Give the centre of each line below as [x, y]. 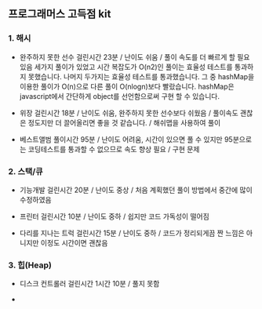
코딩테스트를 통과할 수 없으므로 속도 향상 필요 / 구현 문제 [114, 149]
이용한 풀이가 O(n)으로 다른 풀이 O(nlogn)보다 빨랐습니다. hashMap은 [127, 86]
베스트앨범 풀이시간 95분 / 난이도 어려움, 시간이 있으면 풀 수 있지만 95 [126, 139]
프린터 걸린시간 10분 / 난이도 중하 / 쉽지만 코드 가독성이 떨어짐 [114, 216]
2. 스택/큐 [25, 171]
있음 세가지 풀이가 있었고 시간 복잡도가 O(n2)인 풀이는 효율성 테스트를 [126, 67]
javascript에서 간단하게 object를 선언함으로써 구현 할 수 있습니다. [120, 96]
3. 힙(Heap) [30, 265]
